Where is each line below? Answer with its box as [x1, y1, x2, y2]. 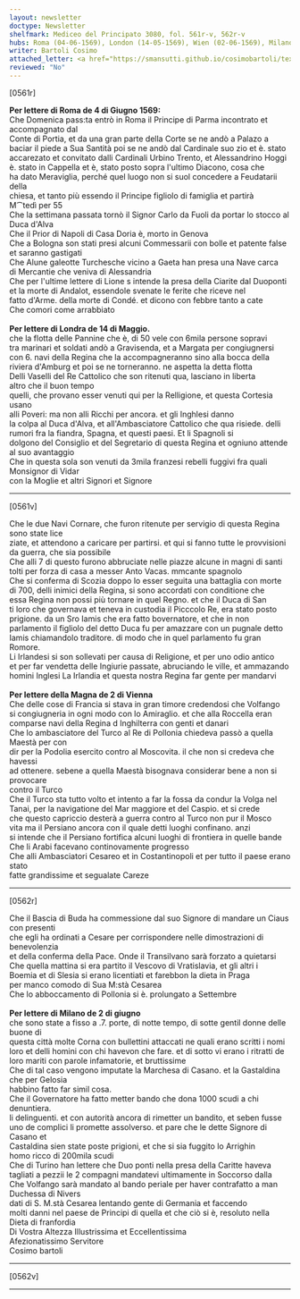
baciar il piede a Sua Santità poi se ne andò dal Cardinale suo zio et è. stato [9, 142, 287, 153]
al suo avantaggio [9, 446, 75, 457]
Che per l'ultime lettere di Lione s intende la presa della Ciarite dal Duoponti [9, 275, 287, 286]
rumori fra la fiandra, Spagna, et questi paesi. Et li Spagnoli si [9, 427, 234, 438]
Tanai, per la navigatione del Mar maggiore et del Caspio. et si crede [9, 803, 261, 814]
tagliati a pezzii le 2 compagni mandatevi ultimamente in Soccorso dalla [9, 1168, 272, 1180]
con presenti [9, 922, 56, 932]
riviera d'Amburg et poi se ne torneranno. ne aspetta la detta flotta [9, 361, 253, 372]
